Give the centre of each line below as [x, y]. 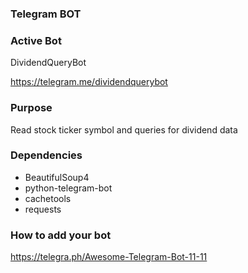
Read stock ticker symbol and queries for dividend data [124, 129]
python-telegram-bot [68, 188]
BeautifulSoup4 [57, 177]
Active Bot [36, 40]
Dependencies [46, 155]
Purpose [31, 108]
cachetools [48, 198]
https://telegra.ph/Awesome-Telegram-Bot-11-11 [109, 257]
